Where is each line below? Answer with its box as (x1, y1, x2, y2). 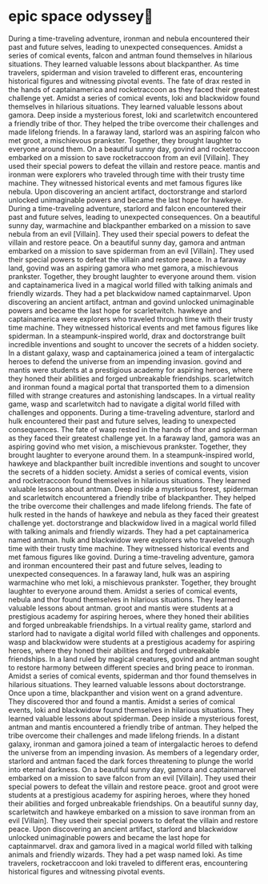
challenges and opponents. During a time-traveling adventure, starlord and (8, 407, 254, 417)
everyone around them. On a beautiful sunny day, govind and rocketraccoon (8, 144, 260, 154)
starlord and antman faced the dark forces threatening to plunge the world (8, 756, 254, 766)
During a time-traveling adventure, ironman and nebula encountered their (8, 34, 250, 43)
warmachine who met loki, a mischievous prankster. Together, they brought (8, 578, 257, 587)
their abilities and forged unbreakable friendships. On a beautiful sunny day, (8, 798, 258, 808)
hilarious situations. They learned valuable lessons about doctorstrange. (8, 679, 246, 689)
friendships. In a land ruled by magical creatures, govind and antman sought (8, 654, 260, 663)
